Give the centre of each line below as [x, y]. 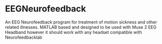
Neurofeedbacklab [24, 37]
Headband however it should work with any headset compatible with [73, 32]
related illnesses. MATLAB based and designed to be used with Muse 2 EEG [81, 27]
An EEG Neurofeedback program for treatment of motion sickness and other [81, 22]
